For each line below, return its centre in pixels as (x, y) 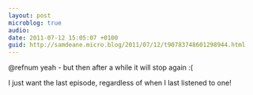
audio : (19, 30)
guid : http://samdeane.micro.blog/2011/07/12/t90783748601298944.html (127, 45)
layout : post (30, 15)
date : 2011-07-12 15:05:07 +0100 (63, 38)
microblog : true (35, 23)
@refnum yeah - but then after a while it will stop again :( (101, 67)
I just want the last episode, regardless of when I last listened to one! (120, 83)
